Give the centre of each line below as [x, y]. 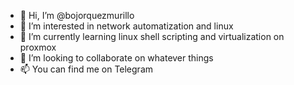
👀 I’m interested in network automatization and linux [126, 26]
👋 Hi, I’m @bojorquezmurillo [77, 15]
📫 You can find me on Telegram [86, 69]
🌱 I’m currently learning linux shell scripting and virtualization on [152, 36]
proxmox [38, 47]
